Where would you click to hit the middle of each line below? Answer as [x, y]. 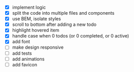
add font [21, 42]
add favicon [25, 64]
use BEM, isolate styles [36, 19]
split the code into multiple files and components [63, 13]
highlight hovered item [36, 30]
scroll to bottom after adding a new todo [54, 24]
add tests [22, 53]
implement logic [29, 7]
